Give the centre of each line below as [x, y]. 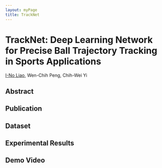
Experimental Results [40, 143]
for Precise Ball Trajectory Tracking [81, 51]
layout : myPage [21, 10]
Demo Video [25, 160]
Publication [24, 109]
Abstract [20, 91]
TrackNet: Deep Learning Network [79, 40]
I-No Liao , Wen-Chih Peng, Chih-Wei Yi [46, 75]
